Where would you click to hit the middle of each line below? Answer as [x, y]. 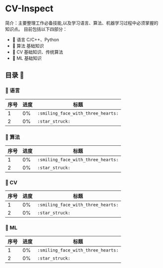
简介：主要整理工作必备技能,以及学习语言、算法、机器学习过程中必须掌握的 [82, 23]
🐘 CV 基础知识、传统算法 [38, 52]
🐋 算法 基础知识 [28, 45]
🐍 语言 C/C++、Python [36, 40]
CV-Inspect [29, 9]
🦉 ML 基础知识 [27, 58]
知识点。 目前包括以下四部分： [36, 29]
